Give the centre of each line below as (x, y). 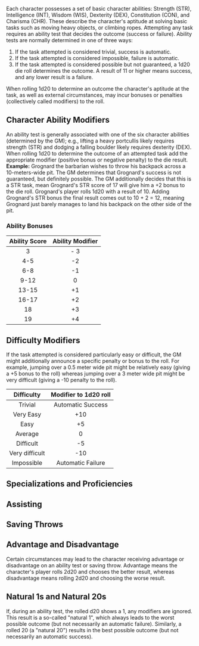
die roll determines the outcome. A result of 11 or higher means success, (103, 71)
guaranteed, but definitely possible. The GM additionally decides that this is (99, 179)
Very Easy (27, 414)
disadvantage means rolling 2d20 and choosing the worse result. (86, 578)
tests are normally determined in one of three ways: (69, 40)
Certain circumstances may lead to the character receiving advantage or (95, 559)
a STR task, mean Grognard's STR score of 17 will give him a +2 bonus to (96, 185)
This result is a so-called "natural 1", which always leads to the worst (90, 617)
